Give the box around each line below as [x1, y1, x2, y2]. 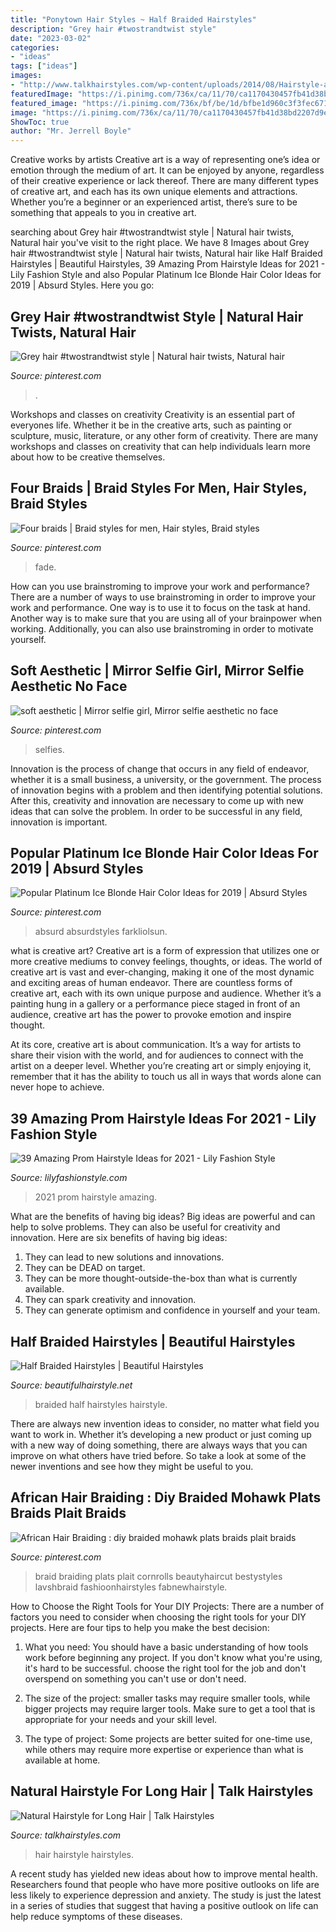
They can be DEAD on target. [24, 1262, 146, 1274]
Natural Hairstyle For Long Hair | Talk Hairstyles [10, 1783, 314, 1800]
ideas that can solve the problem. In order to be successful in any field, [10, 805, 303, 817]
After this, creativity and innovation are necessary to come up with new [10, 794, 304, 806]
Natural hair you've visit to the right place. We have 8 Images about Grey [10, 237, 310, 249]
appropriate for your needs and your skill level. [24, 1713, 218, 1725]
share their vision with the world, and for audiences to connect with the [10, 1049, 304, 1061]
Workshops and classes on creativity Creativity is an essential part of [10, 408, 296, 420]
